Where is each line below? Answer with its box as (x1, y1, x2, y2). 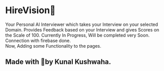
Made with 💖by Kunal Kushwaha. (5, 58, 111, 66)
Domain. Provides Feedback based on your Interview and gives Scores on (5, 26, 159, 32)
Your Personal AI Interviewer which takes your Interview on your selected (5, 21, 158, 27)
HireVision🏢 (5, 5, 56, 16)
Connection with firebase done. (5, 38, 71, 44)
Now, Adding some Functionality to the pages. (5, 43, 101, 49)
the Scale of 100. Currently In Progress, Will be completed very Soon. (5, 32, 150, 38)
